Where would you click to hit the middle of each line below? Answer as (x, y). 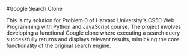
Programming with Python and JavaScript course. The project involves (94, 27)
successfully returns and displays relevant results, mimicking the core (93, 39)
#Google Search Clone (35, 9)
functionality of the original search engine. (59, 45)
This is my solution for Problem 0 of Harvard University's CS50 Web (90, 20)
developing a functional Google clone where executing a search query (93, 33)
